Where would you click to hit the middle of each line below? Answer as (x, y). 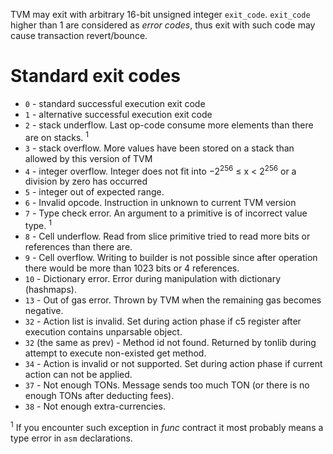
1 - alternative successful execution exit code (118, 114)
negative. (44, 310)
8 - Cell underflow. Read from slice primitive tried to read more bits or (167, 236)
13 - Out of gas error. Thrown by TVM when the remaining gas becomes (173, 300)
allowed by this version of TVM (88, 158)
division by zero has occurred (86, 181)
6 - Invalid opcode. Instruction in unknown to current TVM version (160, 203)
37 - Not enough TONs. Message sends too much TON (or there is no (167, 385)
